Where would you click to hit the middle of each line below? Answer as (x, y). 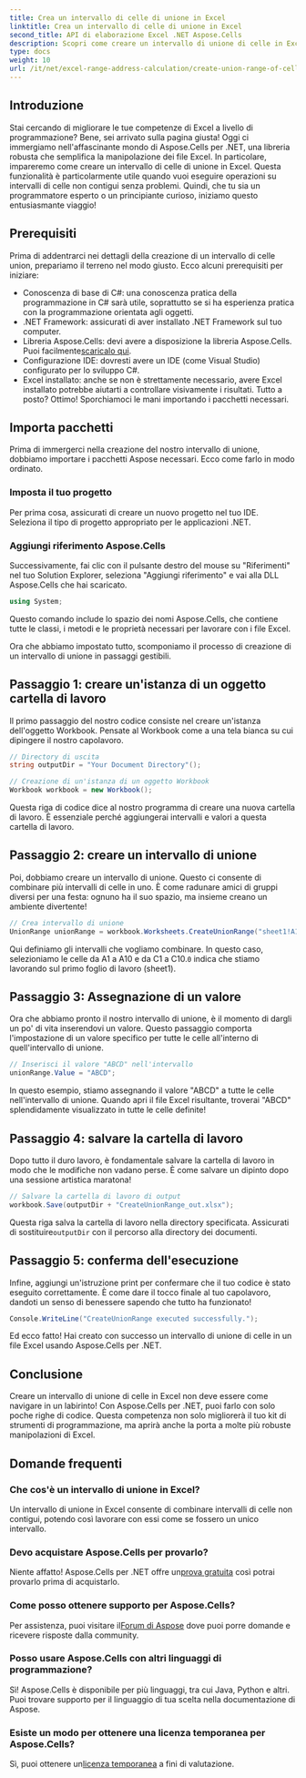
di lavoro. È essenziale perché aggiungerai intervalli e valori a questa (138, 817)
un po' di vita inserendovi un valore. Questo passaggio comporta (131, 1028)
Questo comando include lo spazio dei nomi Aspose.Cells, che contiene (144, 618)
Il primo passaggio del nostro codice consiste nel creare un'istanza (135, 720)
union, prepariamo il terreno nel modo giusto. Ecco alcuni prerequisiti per (147, 265)
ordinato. (26, 469)
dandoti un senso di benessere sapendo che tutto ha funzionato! (131, 1302)
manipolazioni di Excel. (52, 1435)
